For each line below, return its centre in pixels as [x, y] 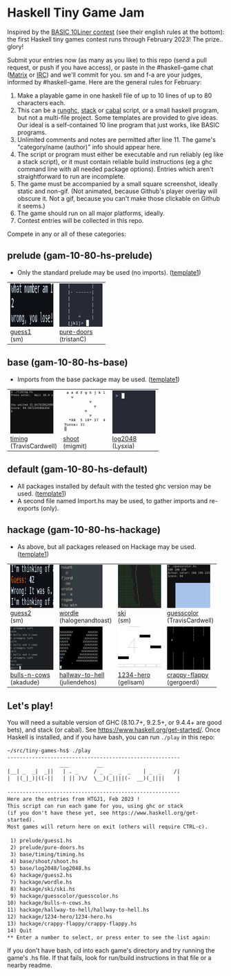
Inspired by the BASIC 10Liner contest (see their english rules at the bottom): [116, 32]
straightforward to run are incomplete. [71, 176]
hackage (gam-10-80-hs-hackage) [84, 530]
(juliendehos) [78, 682]
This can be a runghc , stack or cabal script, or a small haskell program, [118, 110]
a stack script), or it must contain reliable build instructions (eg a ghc [114, 161]
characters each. [41, 102]
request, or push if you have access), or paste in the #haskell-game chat [110, 67]
